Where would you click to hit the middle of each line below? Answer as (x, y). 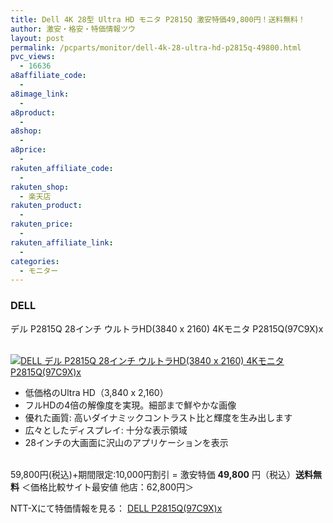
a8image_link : (40, 94)
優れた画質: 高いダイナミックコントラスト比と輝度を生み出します (158, 417)
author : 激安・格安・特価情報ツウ (73, 29)
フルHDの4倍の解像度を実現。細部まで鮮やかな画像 (130, 405)
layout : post (37, 38)
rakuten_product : (46, 206)
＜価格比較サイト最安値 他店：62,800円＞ (108, 487)
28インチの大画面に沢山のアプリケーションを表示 (126, 442)
